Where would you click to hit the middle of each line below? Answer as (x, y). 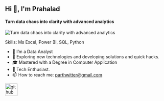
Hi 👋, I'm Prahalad (33, 9)
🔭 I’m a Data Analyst (32, 51)
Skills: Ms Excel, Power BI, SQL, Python (45, 42)
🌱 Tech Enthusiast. (31, 69)
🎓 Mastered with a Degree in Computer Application (65, 62)
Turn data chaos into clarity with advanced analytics (59, 21)
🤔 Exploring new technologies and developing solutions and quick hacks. (86, 56)
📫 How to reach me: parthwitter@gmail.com (57, 75)
